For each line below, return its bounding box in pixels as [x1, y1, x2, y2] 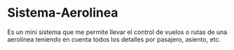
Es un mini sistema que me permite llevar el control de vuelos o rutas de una [7, 28, 228, 36]
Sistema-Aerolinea [7, 5, 118, 21]
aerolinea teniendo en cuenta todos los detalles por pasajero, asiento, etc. [7, 35, 221, 43]
